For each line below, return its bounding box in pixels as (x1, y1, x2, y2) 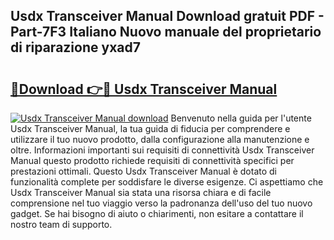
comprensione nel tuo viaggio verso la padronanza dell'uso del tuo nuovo (10, 197, 313, 209)
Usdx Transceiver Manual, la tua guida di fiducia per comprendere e (10, 123, 291, 134)
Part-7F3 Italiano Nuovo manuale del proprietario (10, 24, 322, 41)
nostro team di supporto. (10, 219, 113, 230)
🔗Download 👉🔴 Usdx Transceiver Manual (10, 80, 278, 98)
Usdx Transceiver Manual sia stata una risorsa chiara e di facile (10, 187, 272, 198)
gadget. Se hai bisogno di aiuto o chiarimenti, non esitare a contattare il (10, 208, 304, 219)
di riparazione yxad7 (10, 39, 141, 56)
